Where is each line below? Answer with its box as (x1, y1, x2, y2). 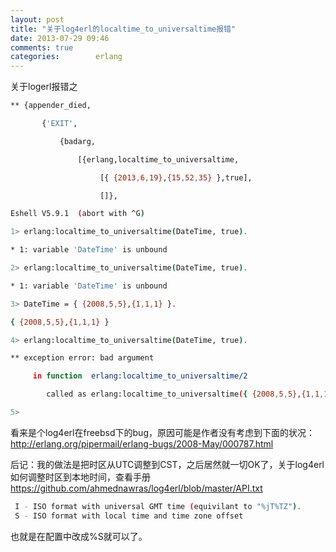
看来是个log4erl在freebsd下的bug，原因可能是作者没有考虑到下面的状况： (10, 426, 315, 438)
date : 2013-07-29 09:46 (10, 33, 110, 43)
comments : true (10, 42, 74, 53)
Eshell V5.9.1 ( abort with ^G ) (10, 209, 145, 219)
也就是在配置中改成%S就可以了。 (10, 530, 148, 542)
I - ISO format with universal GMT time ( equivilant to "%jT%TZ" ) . (14, 501, 302, 511)
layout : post (10, 14, 65, 25)
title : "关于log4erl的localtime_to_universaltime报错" (10, 24, 237, 34)
